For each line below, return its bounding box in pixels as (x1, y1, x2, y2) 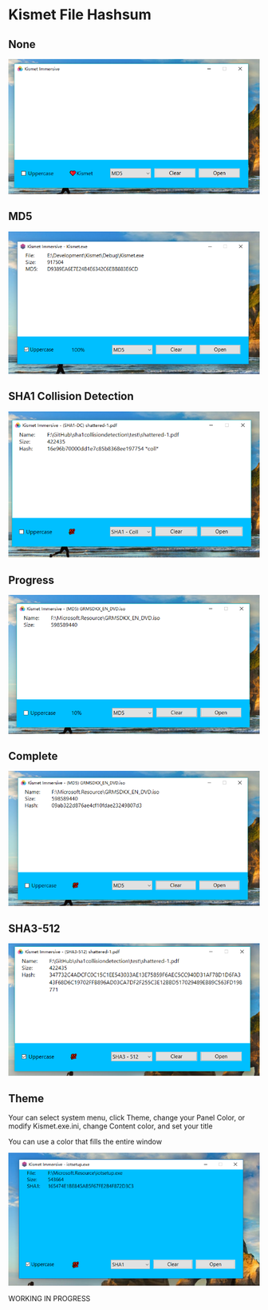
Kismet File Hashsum (8, 6, 152, 24)
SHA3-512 (8, 921, 61, 935)
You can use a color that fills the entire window (8, 1137, 162, 1147)
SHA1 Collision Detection (8, 389, 134, 403)
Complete (8, 749, 58, 763)
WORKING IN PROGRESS (8, 1294, 91, 1304)
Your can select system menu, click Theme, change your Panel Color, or (8, 1113, 246, 1123)
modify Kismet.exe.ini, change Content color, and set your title (8, 1121, 213, 1131)
